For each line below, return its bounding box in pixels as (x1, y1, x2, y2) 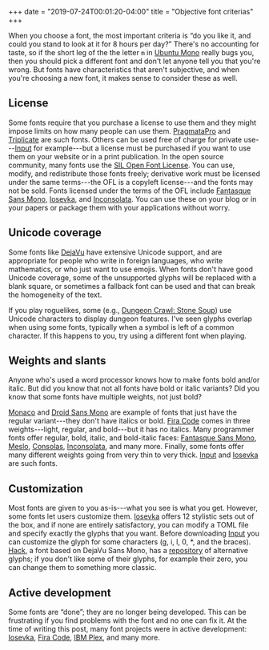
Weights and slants (8, 354, 106, 367)
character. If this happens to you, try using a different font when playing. (8, 331, 247, 340)
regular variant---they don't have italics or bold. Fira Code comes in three (8, 416, 251, 426)
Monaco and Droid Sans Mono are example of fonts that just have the (8, 407, 238, 417)
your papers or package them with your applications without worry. (8, 203, 231, 212)
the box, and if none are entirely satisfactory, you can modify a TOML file (8, 520, 250, 530)
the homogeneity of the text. (8, 290, 102, 299)
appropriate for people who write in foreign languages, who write (8, 255, 223, 265)
